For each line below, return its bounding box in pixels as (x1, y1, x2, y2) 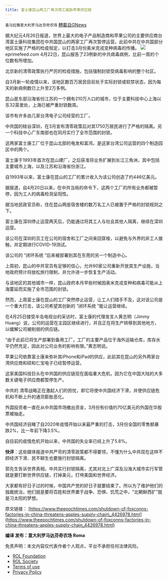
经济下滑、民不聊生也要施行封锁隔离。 (9, 455, 88, 461)
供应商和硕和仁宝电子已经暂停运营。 (9, 360, 84, 366)
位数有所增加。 (5, 57, 36, 63)
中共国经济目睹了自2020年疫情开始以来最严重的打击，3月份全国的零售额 (5, 421, 155, 427)
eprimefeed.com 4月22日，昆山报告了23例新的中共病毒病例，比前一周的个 (5, 51, 159, 57)
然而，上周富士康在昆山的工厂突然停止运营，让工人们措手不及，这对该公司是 (5, 297, 163, 303)
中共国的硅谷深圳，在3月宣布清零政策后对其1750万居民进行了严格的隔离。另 (5, 123, 162, 129)
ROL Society (12, 558, 38, 564)
